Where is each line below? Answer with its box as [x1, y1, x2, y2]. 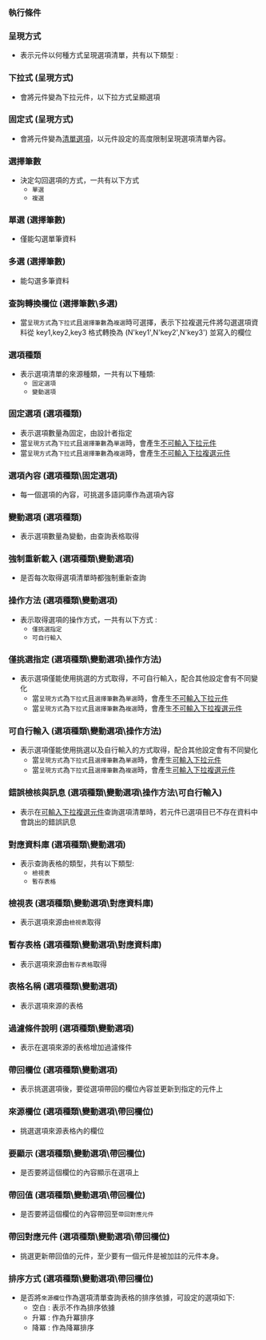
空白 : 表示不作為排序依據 [31, 1302, 116, 1312]
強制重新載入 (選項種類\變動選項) [8, 553, 134, 565]
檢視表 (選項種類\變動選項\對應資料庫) [8, 897, 154, 908]
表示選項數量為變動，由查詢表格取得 [19, 531, 140, 541]
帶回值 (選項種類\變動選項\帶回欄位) [8, 1189, 146, 1201]
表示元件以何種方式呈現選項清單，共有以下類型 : [19, 50, 178, 60]
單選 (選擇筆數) [8, 215, 66, 226]
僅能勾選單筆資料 [19, 234, 77, 243]
